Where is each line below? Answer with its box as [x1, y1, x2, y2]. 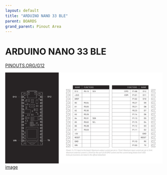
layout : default [5, 8, 39, 13]
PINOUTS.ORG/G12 [5, 62, 45, 68]
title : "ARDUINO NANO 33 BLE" [5, 13, 68, 18]
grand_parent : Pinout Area [5, 24, 61, 29]
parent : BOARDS [5, 18, 37, 23]
